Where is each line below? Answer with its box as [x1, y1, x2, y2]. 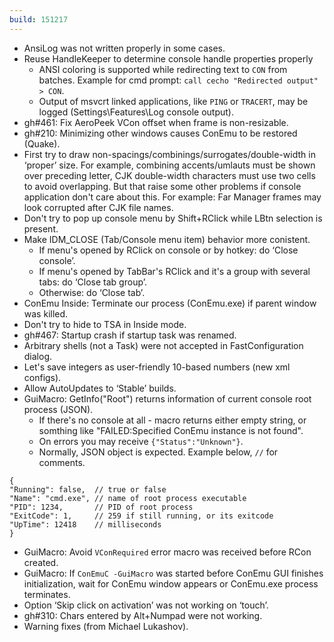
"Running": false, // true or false [9, 484, 167, 495]
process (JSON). [23, 403, 94, 415]
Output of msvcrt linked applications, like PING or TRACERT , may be [38, 95, 309, 107]
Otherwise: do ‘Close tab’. [38, 286, 146, 298]
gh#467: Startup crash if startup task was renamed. [23, 329, 237, 341]
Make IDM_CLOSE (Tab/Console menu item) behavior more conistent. [23, 233, 311, 245]
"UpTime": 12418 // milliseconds [9, 519, 162, 530]
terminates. [23, 588, 71, 600]
